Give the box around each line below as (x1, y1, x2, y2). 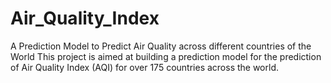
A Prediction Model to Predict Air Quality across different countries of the (10, 40, 312, 52)
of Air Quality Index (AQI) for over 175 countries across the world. (10, 61, 280, 73)
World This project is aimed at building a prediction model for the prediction (10, 50, 322, 62)
